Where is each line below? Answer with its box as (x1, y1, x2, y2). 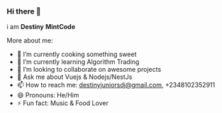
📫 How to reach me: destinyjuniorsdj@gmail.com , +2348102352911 (16, 81, 216, 90)
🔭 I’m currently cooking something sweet (16, 50, 137, 59)
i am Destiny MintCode (6, 23, 76, 31)
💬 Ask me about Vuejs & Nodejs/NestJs (16, 72, 133, 81)
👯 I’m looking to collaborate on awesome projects (16, 65, 162, 74)
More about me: (6, 36, 54, 45)
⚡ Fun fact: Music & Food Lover (16, 99, 109, 107)
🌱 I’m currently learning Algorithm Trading (16, 58, 140, 66)
